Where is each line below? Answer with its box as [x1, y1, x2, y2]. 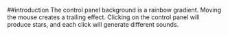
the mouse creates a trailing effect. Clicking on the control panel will [7, 13, 200, 21]
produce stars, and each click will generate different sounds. [7, 21, 179, 28]
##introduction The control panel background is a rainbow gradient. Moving [7, 6, 222, 14]
